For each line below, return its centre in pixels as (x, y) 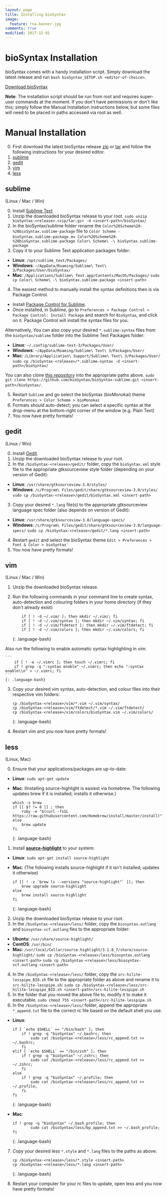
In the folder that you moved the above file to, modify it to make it (80, 995)
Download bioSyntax (26, 87)
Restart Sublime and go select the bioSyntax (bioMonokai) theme (79, 394)
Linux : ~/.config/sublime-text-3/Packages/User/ (63, 345)
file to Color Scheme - (98, 231)
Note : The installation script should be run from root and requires (72, 96)
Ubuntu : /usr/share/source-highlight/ (53, 939)
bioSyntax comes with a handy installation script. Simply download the (78, 72)
